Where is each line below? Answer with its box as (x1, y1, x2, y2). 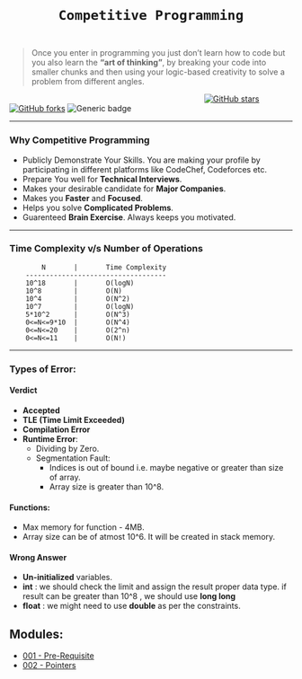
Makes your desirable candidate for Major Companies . (22, 183, 226, 194)
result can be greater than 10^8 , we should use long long (22, 591, 236, 602)
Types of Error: (9, 363, 76, 375)
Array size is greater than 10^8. (49, 481, 164, 492)
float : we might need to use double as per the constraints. (22, 601, 241, 612)
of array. (49, 472, 81, 482)
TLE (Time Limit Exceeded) (22, 414, 126, 425)
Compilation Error (22, 424, 91, 435)
